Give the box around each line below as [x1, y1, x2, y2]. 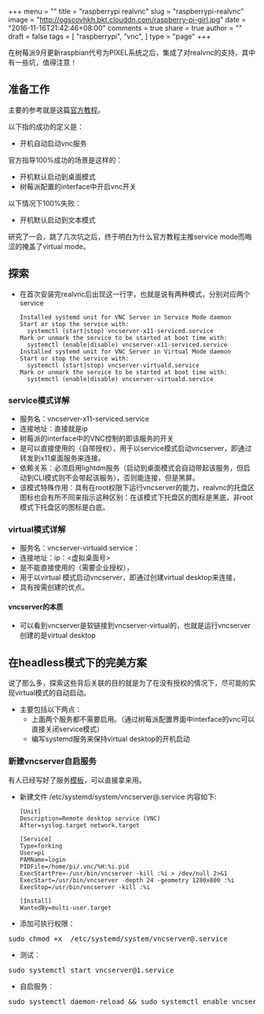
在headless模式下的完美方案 [8, 656, 147, 669]
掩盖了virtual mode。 [21, 241, 90, 251]
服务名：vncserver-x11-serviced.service [19, 414, 149, 423]
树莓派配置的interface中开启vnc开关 [19, 181, 137, 191]
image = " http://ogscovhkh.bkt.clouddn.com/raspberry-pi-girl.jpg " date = [8, 15, 246, 24]
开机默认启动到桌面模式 [19, 172, 96, 181]
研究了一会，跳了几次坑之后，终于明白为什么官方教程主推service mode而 [8, 232, 245, 241]
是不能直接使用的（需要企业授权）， [19, 563, 134, 573]
